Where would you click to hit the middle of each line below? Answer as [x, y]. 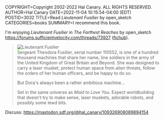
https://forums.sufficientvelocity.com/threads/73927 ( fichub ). [67, 37]
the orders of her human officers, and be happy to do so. [74, 73]
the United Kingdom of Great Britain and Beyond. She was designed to [88, 63]
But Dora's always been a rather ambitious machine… [71, 83]
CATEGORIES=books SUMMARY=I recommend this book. [63, 23]
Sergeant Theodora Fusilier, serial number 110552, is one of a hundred [88, 52]
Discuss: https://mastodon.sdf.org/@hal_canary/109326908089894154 [77, 112]
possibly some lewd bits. [42, 103]
